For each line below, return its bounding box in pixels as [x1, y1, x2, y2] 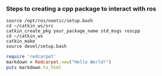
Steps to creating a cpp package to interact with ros [6, 5, 157, 13]
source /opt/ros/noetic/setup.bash [6, 18, 93, 24]
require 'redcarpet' [6, 54, 57, 60]
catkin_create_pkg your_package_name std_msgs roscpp [6, 28, 141, 34]
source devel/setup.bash [6, 43, 67, 50]
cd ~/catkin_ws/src [6, 23, 54, 29]
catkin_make [6, 39, 35, 44]
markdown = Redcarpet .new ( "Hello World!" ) [6, 59, 112, 65]
